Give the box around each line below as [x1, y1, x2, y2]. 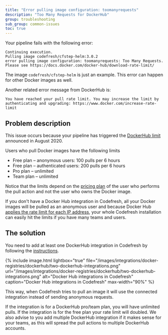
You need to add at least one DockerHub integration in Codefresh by [5, 242, 148, 248]
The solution [5, 229, 46, 237]
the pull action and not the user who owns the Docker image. [5, 188, 132, 194]
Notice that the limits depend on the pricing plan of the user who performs [5, 183, 160, 189]
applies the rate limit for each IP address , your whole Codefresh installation [5, 209, 161, 215]
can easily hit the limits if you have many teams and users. [5, 214, 127, 220]
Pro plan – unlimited [12, 168, 54, 174]
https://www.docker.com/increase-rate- [73, 101, 157, 106]
